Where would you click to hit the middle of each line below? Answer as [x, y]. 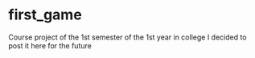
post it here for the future [50, 45]
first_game [45, 15]
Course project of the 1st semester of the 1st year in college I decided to [127, 37]
